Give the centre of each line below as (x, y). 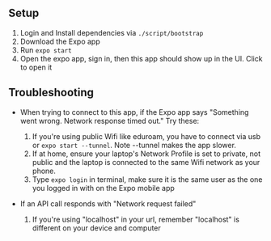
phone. (44, 171)
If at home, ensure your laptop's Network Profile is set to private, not (146, 154)
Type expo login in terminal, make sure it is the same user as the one (147, 179)
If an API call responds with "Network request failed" (108, 203)
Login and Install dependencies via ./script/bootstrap (112, 32)
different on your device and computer (97, 228)
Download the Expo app (60, 41)
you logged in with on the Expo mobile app (104, 188)
